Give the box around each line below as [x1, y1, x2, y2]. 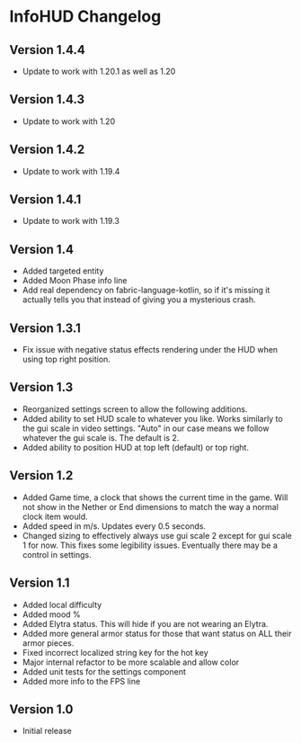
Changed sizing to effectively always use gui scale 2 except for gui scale [22, 530, 292, 541]
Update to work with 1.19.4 [22, 166, 120, 176]
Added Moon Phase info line [22, 275, 128, 286]
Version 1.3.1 [9, 320, 81, 336]
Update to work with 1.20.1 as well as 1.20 [22, 66, 176, 76]
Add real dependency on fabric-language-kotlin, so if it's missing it [22, 285, 270, 296]
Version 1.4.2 [9, 142, 85, 157]
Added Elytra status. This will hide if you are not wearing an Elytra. [22, 618, 269, 629]
